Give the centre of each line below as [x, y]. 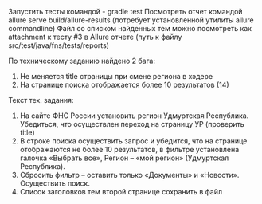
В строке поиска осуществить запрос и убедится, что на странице [133, 141]
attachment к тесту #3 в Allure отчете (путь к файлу [95, 37]
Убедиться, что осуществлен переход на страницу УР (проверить [132, 124]
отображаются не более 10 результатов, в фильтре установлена [129, 149]
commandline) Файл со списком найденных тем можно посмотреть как [130, 28]
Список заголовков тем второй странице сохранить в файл [121, 192]
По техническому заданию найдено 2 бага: [82, 61]
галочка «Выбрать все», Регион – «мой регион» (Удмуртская [124, 158]
